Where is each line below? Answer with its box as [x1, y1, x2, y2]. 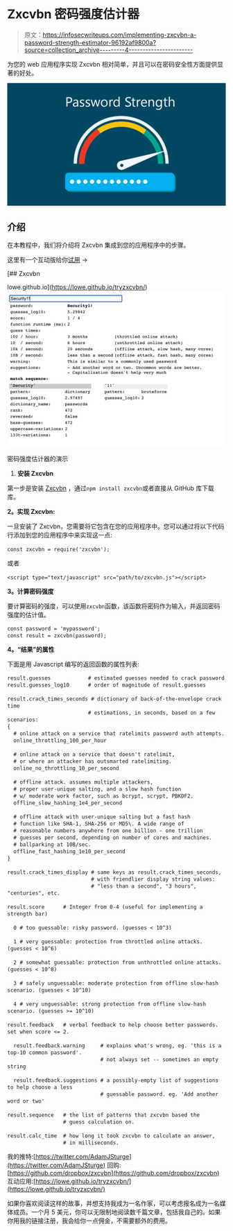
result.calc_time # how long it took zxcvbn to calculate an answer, [7, 1132, 216, 1139]
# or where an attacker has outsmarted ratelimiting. [13, 757, 172, 765]
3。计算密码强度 [7, 587, 54, 595]
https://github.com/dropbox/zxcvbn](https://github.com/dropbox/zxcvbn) [9, 1169, 220, 1177]
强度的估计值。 [7, 610, 50, 619]
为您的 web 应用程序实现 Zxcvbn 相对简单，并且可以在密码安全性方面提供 [7, 60, 218, 68]
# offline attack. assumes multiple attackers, [13, 778, 154, 786]
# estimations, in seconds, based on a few [87, 709, 216, 716]
